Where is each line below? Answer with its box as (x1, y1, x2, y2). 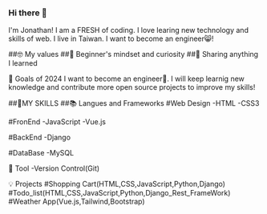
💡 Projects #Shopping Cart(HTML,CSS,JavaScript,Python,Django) (8, 180, 226, 189)
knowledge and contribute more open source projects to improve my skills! (8, 83, 256, 92)
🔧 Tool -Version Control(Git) (8, 164, 100, 173)
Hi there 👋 (8, 7, 48, 18)
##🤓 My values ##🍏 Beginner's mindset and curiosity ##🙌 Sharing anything (8, 50, 259, 59)
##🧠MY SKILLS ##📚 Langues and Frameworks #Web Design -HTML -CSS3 (8, 99, 260, 108)
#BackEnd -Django (8, 132, 71, 143)
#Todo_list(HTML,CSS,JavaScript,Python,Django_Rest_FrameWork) (8, 188, 231, 198)
